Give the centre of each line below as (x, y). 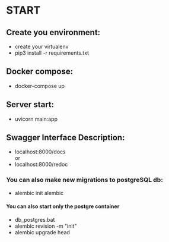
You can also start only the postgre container (63, 206)
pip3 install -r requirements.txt (52, 53)
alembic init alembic (39, 193)
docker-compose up (40, 86)
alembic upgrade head (42, 232)
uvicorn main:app (36, 119)
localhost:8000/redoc (41, 165)
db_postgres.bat (35, 219)
